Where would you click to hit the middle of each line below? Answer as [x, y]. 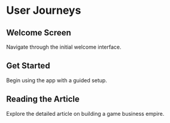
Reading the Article [43, 99]
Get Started [28, 66]
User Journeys [44, 10]
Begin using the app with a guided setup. [57, 80]
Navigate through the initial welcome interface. [64, 47]
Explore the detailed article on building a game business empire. [85, 113]
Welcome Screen [39, 33]
